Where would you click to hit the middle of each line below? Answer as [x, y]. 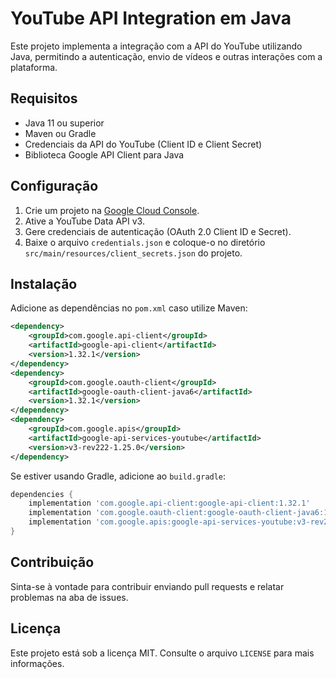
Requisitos [44, 98]
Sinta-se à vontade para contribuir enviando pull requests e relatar [147, 586]
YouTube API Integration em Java [151, 18]
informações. [37, 663]
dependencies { [42, 494]
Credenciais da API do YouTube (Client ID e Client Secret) [143, 144]
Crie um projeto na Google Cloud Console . [112, 210]
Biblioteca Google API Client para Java [104, 154]
